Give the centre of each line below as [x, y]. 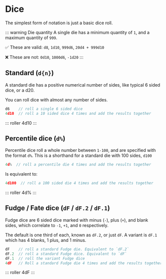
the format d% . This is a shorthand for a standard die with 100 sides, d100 [79, 156]
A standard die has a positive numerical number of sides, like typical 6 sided [83, 85]
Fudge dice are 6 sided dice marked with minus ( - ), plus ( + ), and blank [77, 220]
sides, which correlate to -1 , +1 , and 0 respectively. [57, 225]
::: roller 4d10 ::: [21, 123]
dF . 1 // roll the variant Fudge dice [45, 258]
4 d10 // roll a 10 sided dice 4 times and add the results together [78, 113]
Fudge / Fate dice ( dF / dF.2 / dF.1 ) [58, 208]
